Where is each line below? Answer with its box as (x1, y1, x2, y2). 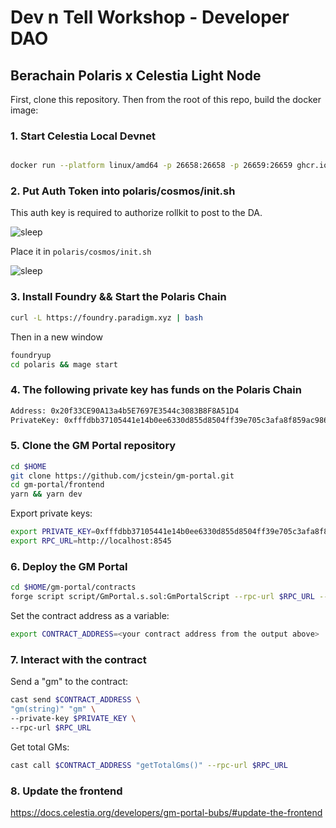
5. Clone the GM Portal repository (10, 439, 177, 453)
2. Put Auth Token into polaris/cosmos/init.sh (10, 184, 236, 198)
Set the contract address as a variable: (10, 610, 170, 622)
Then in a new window (10, 331, 103, 343)
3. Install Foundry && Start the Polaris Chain (10, 290, 227, 304)
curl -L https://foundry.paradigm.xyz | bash (10, 312, 203, 323)
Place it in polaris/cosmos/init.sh (10, 246, 152, 258)
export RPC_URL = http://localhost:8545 (10, 536, 172, 546)
